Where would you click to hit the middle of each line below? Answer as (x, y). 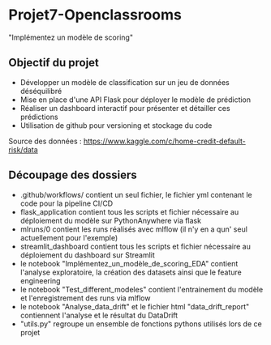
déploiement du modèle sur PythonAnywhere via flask (110, 220)
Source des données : (45, 141)
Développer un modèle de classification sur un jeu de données (125, 82)
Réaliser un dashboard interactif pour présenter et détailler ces (125, 108)
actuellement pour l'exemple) (69, 237)
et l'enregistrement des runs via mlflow (85, 298)
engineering (40, 280)
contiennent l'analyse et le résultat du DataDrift (99, 315)
